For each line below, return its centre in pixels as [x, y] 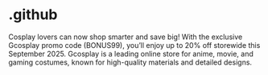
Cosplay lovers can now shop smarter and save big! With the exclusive [126, 37]
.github [33, 15]
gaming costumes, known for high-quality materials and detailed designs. [130, 62]
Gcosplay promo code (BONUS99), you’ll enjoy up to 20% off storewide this [134, 45]
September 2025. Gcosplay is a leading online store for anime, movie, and [131, 53]
